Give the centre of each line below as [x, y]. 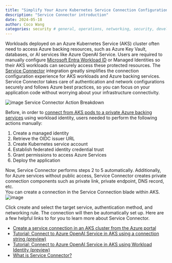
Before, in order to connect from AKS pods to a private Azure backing [79, 113]
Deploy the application [36, 160]
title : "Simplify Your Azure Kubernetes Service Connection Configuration [87, 10]
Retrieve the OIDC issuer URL [44, 139]
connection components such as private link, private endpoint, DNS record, [85, 181]
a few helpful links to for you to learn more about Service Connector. [78, 218]
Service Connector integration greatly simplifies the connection [72, 71]
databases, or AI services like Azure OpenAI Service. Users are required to [84, 55]
